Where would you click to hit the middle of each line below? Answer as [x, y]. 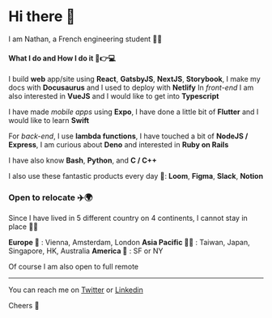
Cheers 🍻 [24, 306]
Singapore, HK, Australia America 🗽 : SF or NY [86, 251]
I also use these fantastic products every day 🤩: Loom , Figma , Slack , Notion [136, 176]
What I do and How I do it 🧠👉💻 [62, 58]
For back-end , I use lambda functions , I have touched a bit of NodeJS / [128, 136]
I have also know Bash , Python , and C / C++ [83, 160]
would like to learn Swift [49, 121]
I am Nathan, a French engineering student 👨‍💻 [85, 39]
